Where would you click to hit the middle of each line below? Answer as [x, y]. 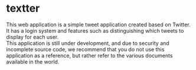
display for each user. [32, 37]
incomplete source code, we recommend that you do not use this [85, 49]
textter [23, 8]
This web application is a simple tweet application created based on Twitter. [98, 24]
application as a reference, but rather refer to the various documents [89, 55]
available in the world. [33, 62]
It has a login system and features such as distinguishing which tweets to [95, 30]
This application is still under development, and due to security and [88, 43]
